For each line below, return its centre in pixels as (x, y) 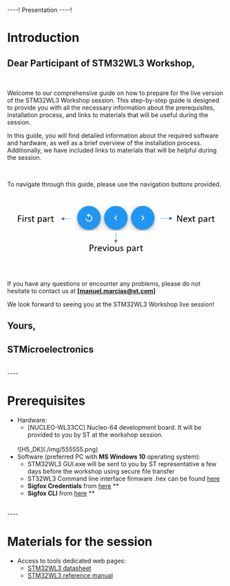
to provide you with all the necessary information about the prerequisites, (111, 107)
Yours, (22, 326)
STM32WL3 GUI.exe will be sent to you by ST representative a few (122, 464)
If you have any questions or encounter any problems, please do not (104, 284)
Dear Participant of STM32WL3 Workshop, (101, 63)
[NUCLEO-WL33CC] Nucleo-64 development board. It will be (114, 428)
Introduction (43, 38)
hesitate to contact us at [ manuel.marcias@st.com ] (82, 291)
